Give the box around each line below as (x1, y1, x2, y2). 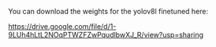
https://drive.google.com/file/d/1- (8, 22, 117, 31)
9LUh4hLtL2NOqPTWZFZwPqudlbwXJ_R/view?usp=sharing (8, 31, 203, 39)
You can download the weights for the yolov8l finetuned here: (8, 7, 209, 16)
